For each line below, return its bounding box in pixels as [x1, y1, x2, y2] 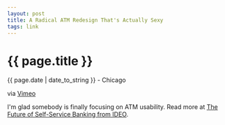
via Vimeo [7, 90, 36, 98]
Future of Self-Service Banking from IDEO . [7, 110, 129, 119]
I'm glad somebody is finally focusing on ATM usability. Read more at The [7, 103, 218, 111]
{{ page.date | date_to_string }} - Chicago [7, 76, 127, 84]
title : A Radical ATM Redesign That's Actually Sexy [7, 17, 164, 24]
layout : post [7, 10, 45, 17]
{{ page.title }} [7, 53, 93, 69]
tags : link [7, 23, 39, 30]
